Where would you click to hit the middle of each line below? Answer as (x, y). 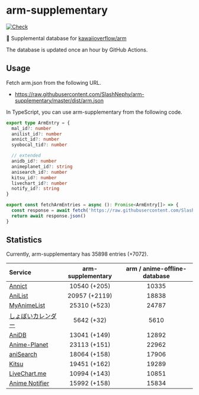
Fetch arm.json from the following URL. (54, 82)
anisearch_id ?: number (39, 172)
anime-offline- (165, 269)
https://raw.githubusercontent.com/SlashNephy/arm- (79, 94)
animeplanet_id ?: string (42, 167)
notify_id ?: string (36, 189)
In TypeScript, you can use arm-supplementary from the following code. (94, 112)
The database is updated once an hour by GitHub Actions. (77, 50)
